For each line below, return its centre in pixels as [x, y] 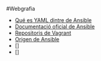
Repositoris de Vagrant [43, 33]
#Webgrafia [21, 9]
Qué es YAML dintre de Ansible [53, 20]
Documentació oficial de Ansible [55, 27]
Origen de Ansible [37, 39]
